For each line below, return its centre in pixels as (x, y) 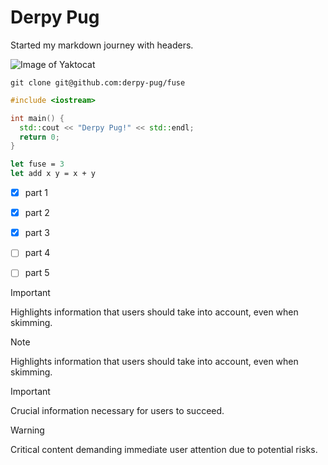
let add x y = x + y (53, 174)
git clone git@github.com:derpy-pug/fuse (98, 82)
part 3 (37, 233)
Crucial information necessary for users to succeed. (117, 411)
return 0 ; (39, 137)
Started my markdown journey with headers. (102, 45)
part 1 (36, 193)
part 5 (37, 273)
